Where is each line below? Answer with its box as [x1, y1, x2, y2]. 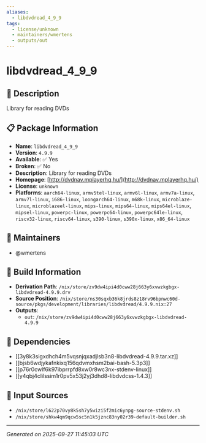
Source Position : [15, 295, 58, 302]
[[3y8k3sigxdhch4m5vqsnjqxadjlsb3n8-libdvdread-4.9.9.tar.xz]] [15, 353, 178, 360]
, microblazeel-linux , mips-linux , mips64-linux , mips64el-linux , [29, 202, 192, 209]
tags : [6, 20, 20, 26]
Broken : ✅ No [15, 162, 51, 169]
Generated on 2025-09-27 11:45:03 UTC [6, 431, 109, 438]
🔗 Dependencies [6, 336, 71, 347]
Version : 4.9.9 [15, 148, 53, 156]
